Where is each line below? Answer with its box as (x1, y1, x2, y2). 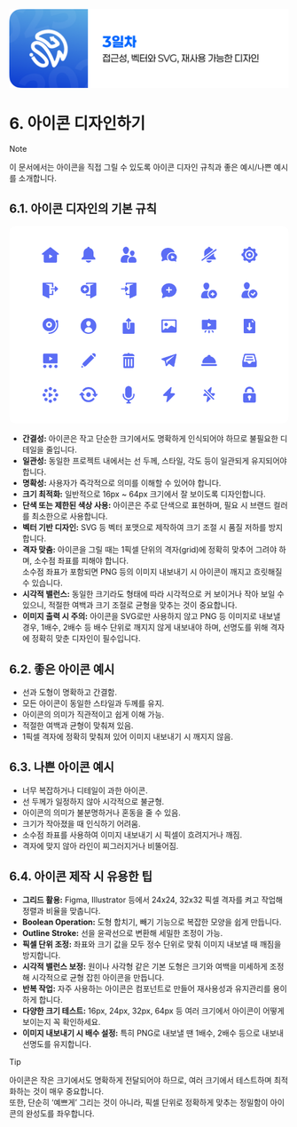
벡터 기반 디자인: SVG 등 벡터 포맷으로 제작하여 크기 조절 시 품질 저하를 (21, 522, 267, 533)
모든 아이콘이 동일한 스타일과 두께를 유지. (21, 698, 165, 709)
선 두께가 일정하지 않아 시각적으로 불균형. (21, 796, 165, 806)
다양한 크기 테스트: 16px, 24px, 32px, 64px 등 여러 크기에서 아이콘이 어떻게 (21, 1005, 285, 1016)
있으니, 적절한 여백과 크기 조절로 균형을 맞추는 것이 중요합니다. (21, 599, 238, 611)
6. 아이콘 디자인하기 (9, 113, 146, 133)
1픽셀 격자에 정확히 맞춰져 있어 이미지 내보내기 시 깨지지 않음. (21, 732, 233, 742)
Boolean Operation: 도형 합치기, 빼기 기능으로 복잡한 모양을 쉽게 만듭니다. (21, 917, 282, 927)
